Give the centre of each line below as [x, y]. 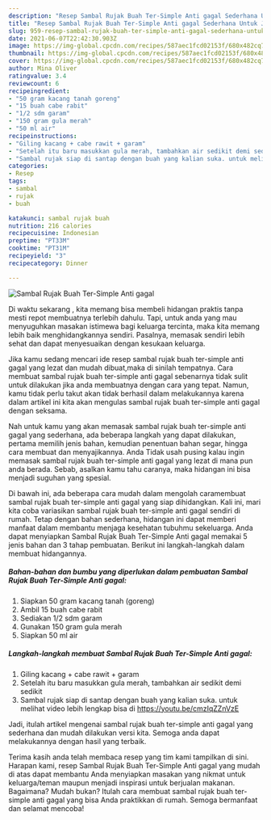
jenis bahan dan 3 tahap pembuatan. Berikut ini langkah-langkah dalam [127, 545]
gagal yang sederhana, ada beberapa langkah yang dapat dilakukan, [122, 435]
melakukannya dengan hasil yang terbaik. [77, 741]
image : [19, 46]
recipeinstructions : [43, 136]
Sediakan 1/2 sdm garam [61, 618]
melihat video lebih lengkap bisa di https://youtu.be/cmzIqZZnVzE [129, 709]
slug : [17, 31]
